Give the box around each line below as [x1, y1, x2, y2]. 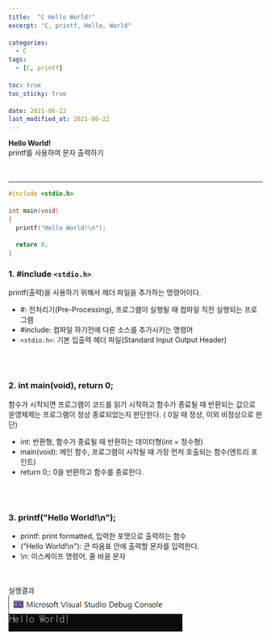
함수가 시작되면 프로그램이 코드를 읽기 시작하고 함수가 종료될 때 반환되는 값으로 [8, 399, 256, 409]
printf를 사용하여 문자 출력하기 [8, 148, 104, 157]
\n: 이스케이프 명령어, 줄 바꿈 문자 [19, 551, 127, 561]
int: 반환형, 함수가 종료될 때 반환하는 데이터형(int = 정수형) [19, 437, 203, 446]
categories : [8, 39, 48, 47]
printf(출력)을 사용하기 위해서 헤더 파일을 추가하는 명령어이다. [8, 287, 202, 298]
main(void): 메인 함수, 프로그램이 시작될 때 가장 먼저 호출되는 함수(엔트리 [19, 446, 250, 456]
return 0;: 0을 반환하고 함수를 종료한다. [19, 466, 144, 476]
